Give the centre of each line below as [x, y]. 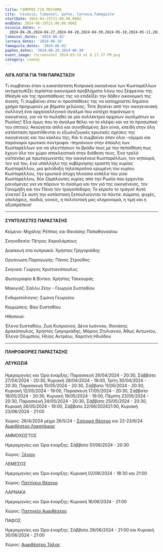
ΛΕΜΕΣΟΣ [16, 464]
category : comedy [23, 59]
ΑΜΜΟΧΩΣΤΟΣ [21, 436]
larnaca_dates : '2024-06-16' [34, 41]
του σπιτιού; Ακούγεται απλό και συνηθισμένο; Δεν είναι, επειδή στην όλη [80, 127]
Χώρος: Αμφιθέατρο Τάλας [33, 545]
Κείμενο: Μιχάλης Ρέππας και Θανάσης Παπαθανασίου [61, 231]
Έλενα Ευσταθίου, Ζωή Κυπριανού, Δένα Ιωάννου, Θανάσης [66, 326]
